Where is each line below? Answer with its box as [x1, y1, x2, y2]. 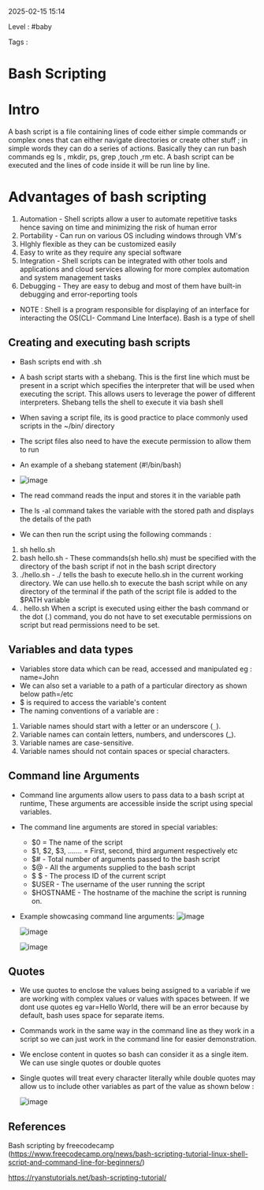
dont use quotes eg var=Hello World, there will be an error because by [19, 1002, 249, 1012]
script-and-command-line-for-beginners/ [8, 1158, 143, 1167]
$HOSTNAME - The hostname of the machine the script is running [31, 887, 247, 897]
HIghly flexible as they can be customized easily [19, 240, 177, 249]
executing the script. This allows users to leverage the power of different [19, 389, 256, 398]
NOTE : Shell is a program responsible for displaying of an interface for [19, 305, 250, 315]
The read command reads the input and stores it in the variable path [19, 491, 241, 500]
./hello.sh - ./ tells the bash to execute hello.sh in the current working [19, 569, 244, 579]
